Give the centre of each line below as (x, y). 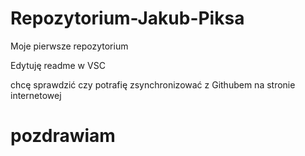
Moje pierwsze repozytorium (69, 46)
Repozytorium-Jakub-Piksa (127, 18)
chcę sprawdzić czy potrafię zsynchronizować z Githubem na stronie (153, 84)
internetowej (36, 95)
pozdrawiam (63, 136)
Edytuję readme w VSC (58, 65)
